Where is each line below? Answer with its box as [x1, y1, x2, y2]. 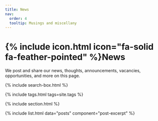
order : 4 [9, 16, 27, 21]
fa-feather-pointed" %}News [5, 52, 126, 63]
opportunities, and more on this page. [5, 73, 80, 79]
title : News [5, 7, 29, 12]
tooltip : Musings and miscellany [9, 20, 77, 26]
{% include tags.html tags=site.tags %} [5, 91, 83, 97]
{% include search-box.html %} [5, 82, 68, 88]
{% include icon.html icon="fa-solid [5, 42, 154, 52]
